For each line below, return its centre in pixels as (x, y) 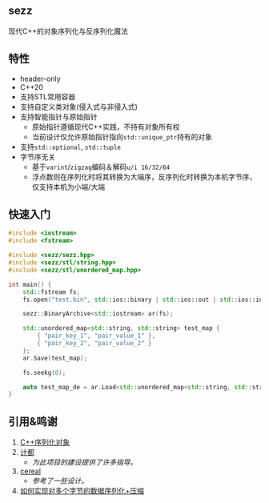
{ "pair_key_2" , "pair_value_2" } (94, 344)
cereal (30, 471)
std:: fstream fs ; (52, 292)
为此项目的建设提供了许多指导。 (84, 462)
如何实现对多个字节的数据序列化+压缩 (82, 491)
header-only (40, 78)
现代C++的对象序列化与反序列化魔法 (68, 31)
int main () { (30, 284)
